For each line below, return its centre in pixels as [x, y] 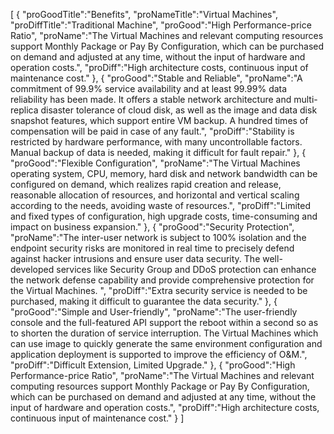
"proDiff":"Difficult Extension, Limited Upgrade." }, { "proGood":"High [153, 365]
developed [32, 269]
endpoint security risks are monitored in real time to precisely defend [152, 248]
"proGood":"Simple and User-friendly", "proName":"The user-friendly [154, 312]
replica [24, 110]
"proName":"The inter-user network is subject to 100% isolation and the [158, 237]
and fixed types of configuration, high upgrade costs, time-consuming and [164, 216]
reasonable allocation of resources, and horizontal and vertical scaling [155, 195]
